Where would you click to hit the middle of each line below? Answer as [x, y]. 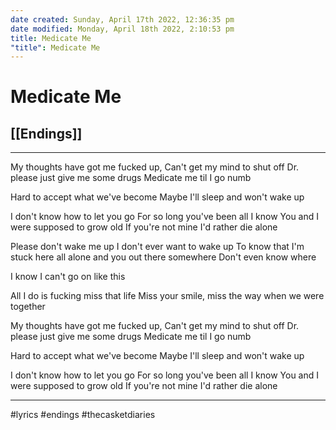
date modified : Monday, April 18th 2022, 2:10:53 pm [122, 29]
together [28, 307]
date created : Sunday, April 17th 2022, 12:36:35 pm [122, 19]
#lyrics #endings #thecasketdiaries [83, 415]
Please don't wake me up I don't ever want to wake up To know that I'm [157, 247]
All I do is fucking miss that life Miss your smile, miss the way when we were [167, 296]
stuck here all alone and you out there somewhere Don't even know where [163, 257]
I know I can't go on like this [68, 277]
